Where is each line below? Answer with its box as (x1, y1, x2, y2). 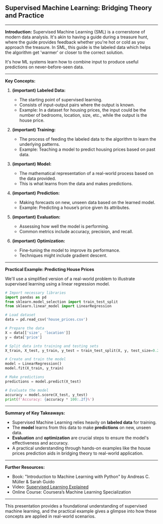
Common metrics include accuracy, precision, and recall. (19, 228, 133, 234)
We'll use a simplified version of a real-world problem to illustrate (5, 276, 135, 282)
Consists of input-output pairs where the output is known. (19, 102, 135, 108)
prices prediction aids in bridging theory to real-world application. (12, 450, 144, 456)
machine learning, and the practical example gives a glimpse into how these (5, 508, 157, 514)
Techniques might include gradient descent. (19, 252, 108, 258)
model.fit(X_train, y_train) (5, 366, 64, 371)
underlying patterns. (19, 141, 60, 147)
